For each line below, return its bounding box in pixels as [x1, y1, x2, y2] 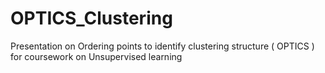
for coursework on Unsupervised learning [10, 50, 183, 62]
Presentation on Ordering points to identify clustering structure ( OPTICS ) [10, 40, 315, 52]
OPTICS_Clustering [10, 7, 173, 30]
